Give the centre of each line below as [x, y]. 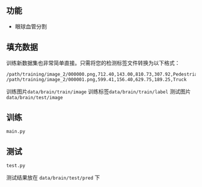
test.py [16, 166]
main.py [16, 132]
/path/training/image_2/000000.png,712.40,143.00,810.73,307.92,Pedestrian [103, 74]
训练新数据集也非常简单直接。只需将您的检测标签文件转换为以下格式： [93, 63]
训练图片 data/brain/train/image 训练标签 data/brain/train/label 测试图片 [99, 91]
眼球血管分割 [31, 26]
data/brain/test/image [35, 97]
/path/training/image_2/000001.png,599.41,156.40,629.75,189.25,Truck [96, 79]
